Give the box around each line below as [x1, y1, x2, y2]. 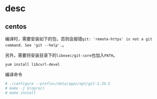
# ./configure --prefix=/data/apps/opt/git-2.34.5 [5, 81, 111, 86]
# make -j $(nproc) [5, 86, 45, 91]
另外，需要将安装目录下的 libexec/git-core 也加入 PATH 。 [5, 52, 118, 58]
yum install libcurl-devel [5, 62, 60, 67]
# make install [5, 90, 36, 95]
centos [5, 22, 27, 31]
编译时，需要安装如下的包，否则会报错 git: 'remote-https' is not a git [5, 36, 153, 41]
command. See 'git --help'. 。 [5, 42, 67, 48]
